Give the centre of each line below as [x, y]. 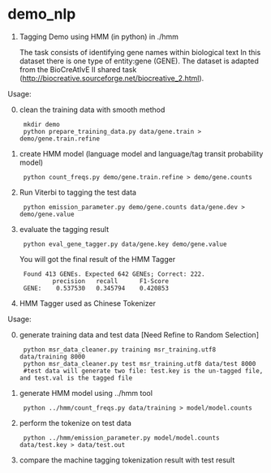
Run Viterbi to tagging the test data [78, 192]
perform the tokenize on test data [75, 423]
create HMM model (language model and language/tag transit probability [141, 153]
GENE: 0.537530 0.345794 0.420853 [96, 288]
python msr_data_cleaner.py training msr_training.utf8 [120, 350]
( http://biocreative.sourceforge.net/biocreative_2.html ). [112, 78]
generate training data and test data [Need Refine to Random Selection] [139, 334]
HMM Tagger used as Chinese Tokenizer [87, 303]
